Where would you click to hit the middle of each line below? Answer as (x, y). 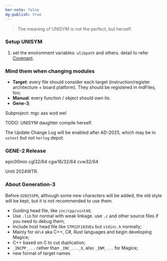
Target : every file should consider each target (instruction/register (81, 82)
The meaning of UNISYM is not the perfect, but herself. (75, 29)
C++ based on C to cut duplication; (49, 242)
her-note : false (22, 10)
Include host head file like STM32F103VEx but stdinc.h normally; (77, 226)
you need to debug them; (39, 221)
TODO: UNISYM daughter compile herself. (49, 123)
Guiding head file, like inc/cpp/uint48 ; (52, 210)
